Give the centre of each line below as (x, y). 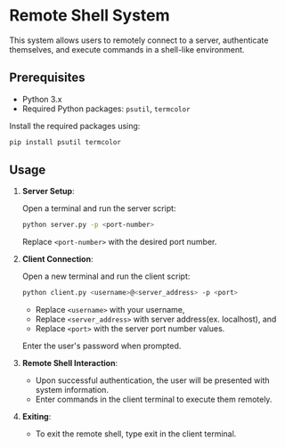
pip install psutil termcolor (65, 142)
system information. (72, 390)
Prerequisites (47, 78)
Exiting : (37, 417)
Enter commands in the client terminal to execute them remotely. (154, 399)
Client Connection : (57, 259)
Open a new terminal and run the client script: (106, 276)
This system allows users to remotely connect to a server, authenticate (139, 40)
